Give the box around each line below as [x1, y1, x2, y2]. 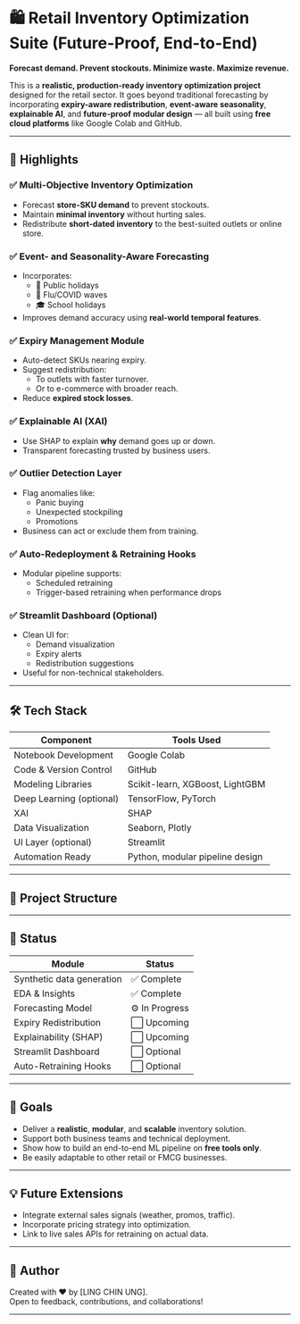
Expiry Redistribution [13, 1016, 101, 1028]
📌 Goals [9, 1100, 54, 1115]
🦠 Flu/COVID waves [35, 289, 108, 300]
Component [40, 734, 92, 747]
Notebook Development [13, 749, 113, 761]
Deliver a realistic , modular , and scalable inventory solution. [21, 1123, 247, 1134]
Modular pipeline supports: [21, 568, 122, 579]
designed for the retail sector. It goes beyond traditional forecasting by [9, 89, 269, 100]
